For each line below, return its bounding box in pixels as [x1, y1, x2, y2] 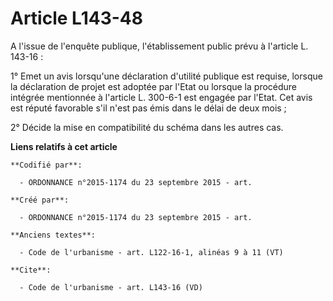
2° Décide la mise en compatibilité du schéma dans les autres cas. [10, 121, 284, 133]
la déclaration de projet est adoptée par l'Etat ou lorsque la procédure [10, 80, 298, 92]
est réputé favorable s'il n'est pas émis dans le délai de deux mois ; [10, 102, 287, 114]
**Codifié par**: [10, 160, 83, 170]
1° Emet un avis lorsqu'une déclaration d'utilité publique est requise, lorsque [10, 70, 323, 82]
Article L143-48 [10, 7, 143, 30]
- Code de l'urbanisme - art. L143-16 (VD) [19, 282, 203, 292]
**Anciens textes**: [10, 230, 97, 240]
